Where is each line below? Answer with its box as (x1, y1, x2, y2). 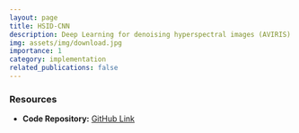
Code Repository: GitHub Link (22, 113, 136, 124)
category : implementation (9, 55, 106, 64)
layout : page (9, 13, 58, 22)
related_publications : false (9, 64, 119, 73)
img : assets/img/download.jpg (9, 38, 123, 48)
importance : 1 (9, 47, 63, 56)
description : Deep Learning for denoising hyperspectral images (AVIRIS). (9, 30, 295, 39)
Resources (9, 93, 57, 105)
